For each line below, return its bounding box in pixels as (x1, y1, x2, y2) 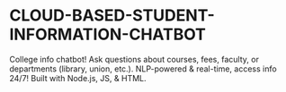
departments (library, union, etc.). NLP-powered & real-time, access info (9, 63, 277, 74)
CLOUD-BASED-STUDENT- (9, 5, 216, 26)
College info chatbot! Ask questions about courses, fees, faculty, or (9, 54, 259, 64)
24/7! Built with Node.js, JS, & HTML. (9, 72, 147, 83)
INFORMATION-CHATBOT (9, 24, 207, 45)
